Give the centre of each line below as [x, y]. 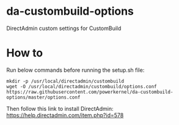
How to [25, 53]
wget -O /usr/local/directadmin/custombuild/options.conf [82, 86]
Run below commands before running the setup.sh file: [75, 70]
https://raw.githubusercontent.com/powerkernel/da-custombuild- [90, 92]
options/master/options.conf [43, 97]
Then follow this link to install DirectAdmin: [60, 108]
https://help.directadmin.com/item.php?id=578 [65, 115]
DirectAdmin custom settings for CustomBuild [64, 28]
